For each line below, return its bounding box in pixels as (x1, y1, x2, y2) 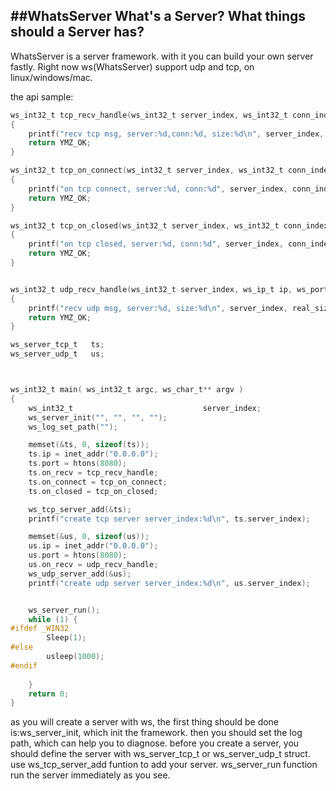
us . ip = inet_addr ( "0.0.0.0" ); (28, 541, 159, 551)
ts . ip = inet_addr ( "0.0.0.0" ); (28, 449, 159, 459)
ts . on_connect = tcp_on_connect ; (28, 477, 168, 487)
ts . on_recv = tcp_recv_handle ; (28, 468, 159, 478)
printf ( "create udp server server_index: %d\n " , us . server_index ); (28, 578, 311, 588)
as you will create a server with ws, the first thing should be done (10, 716, 280, 728)
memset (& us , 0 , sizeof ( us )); (28, 532, 150, 542)
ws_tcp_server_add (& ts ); (28, 504, 132, 514)
